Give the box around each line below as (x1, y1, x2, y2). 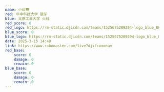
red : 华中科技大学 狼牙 (5, 12, 48, 17)
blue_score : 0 (5, 30, 34, 35)
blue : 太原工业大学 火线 (5, 16, 50, 21)
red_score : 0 (5, 20, 32, 26)
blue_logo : (5, 35, 27, 39)
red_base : (5, 48, 25, 53)
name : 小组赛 (5, 7, 29, 12)
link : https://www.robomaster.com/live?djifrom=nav (5, 43, 112, 48)
